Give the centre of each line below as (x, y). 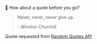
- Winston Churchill (37, 27)
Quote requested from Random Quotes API (48, 36)
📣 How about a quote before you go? (42, 8)
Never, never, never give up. (46, 17)
